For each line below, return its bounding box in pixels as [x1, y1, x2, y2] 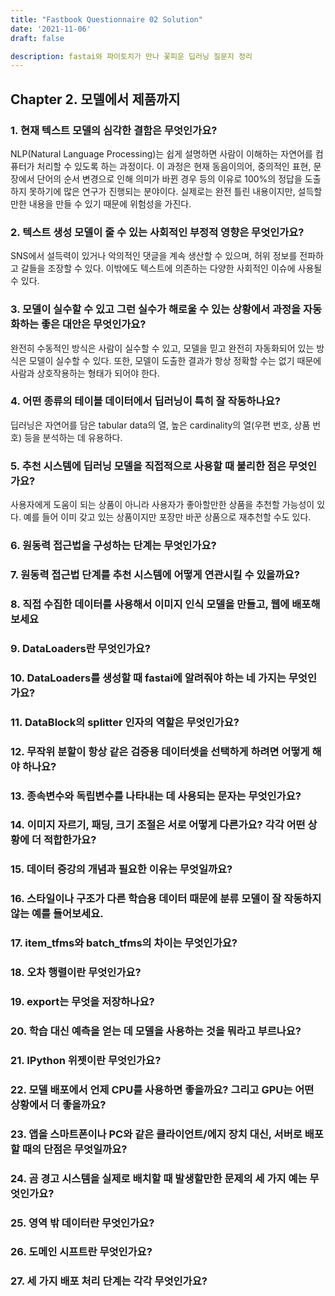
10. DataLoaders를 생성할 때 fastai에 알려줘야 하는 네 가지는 [10, 671, 287, 685]
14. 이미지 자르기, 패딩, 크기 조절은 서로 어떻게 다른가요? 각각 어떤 [10, 818, 306, 832]
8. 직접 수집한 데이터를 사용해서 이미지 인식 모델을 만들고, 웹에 [10, 597, 290, 611]
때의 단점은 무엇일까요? [21, 1142, 128, 1156]
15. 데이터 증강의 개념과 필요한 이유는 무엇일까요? [10, 862, 233, 876]
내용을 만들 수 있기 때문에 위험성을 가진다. [28, 197, 192, 210]
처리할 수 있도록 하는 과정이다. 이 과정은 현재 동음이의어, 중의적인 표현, [36, 160, 312, 172]
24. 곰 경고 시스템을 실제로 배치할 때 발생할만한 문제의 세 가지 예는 [10, 1171, 308, 1185]
